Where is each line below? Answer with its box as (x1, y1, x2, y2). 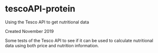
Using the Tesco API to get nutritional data (5, 19, 89, 25)
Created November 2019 (5, 28, 54, 34)
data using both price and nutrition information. (5, 42, 99, 48)
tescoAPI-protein (5, 3, 76, 14)
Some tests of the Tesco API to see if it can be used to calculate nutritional (5, 37, 154, 43)
